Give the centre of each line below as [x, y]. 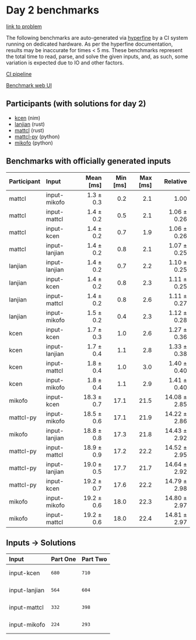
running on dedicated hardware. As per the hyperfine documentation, [90, 44]
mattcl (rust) [29, 130]
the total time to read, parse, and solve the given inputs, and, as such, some [97, 56]
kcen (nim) [27, 118]
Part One [64, 559]
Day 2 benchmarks [52, 10]
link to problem [24, 26]
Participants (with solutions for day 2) [76, 104]
